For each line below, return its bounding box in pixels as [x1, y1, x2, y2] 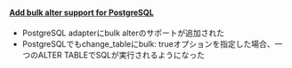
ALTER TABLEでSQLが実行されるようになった [37, 49, 206, 61]
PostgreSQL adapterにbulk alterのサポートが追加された [21, 27, 225, 39]
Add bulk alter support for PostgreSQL [9, 7, 154, 18]
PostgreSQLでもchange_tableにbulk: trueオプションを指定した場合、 [21, 39, 275, 49]
